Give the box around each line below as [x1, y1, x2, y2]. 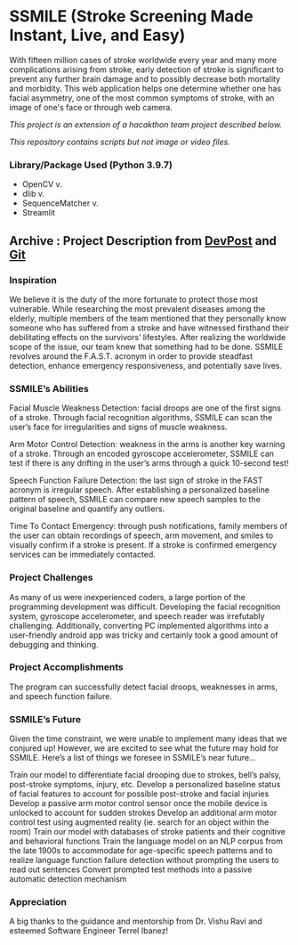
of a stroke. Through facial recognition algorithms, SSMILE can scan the [9, 412, 273, 423]
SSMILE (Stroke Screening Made [9, 6, 254, 27]
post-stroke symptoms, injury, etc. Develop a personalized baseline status [9, 779, 281, 790]
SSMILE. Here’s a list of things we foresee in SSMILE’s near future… [9, 753, 256, 763]
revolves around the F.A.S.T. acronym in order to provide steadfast [9, 350, 254, 362]
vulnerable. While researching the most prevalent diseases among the [9, 303, 266, 314]
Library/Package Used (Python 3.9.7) [9, 159, 173, 171]
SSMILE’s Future [9, 713, 82, 725]
